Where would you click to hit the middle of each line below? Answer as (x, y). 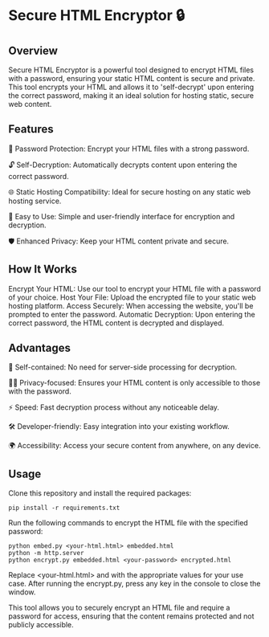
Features (31, 129)
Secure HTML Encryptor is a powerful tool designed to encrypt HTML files (131, 70)
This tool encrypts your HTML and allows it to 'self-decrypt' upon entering (131, 87)
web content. (30, 104)
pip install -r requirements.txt (64, 508)
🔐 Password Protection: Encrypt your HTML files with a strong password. (129, 149)
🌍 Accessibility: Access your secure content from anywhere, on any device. (134, 446)
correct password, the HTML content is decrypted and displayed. (116, 323)
